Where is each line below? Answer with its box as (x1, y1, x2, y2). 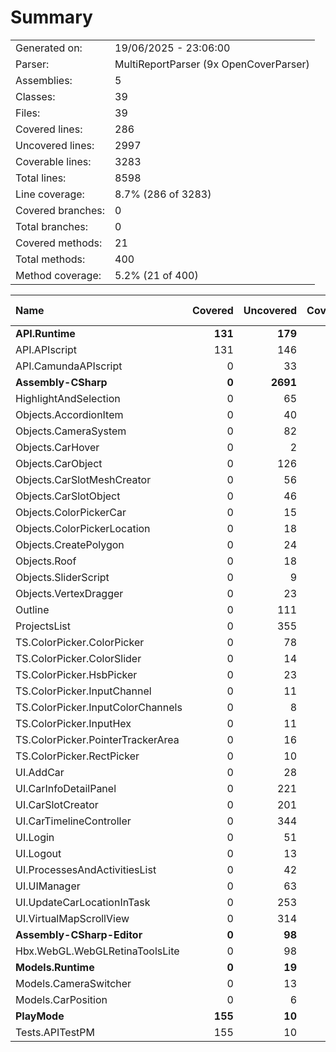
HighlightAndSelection (15, 391, 121, 405)
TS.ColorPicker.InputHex (15, 716, 132, 730)
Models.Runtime (15, 960, 95, 974)
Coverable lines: (15, 154, 92, 168)
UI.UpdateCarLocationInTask (15, 895, 151, 909)
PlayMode (15, 1009, 65, 1023)
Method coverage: (15, 268, 102, 282)
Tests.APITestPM (15, 1025, 95, 1039)
